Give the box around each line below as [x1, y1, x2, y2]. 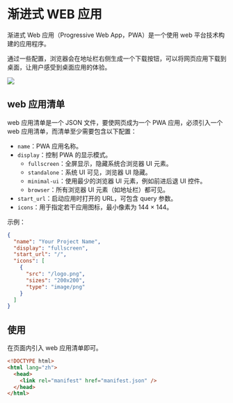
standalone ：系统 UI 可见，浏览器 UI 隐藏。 [27, 168, 152, 176]
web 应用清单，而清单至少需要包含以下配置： [7, 127, 137, 135]
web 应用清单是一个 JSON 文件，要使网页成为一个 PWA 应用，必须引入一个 [7, 118, 223, 126]
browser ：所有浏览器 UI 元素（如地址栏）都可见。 [27, 185, 169, 194]
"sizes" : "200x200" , [25, 277, 86, 284]
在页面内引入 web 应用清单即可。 [7, 344, 102, 352]
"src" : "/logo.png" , [25, 271, 86, 277]
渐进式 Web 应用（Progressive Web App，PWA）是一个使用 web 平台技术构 [7, 31, 225, 39]
